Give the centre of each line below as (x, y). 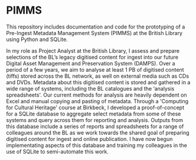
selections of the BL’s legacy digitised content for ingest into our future (92, 57)
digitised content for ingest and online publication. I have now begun (89, 139)
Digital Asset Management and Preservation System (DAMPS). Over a (91, 63)
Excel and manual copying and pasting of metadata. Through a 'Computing (97, 101)
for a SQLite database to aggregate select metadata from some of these (94, 114)
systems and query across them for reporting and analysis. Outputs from (94, 120)
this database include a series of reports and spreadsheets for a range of (95, 126)
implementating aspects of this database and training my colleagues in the (97, 145)
